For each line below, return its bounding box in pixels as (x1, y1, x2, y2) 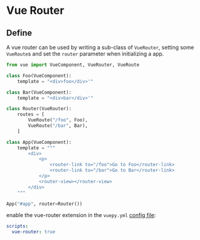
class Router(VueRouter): (6, 106, 72, 112)
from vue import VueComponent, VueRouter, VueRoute (6, 62, 139, 68)
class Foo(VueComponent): (6, 73, 72, 79)
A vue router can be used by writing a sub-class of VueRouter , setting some (6, 44, 195, 51)
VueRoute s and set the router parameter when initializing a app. (6, 50, 164, 57)
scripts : (6, 223, 28, 230)
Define (6, 28, 32, 38)
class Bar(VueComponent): (6, 89, 72, 96)
